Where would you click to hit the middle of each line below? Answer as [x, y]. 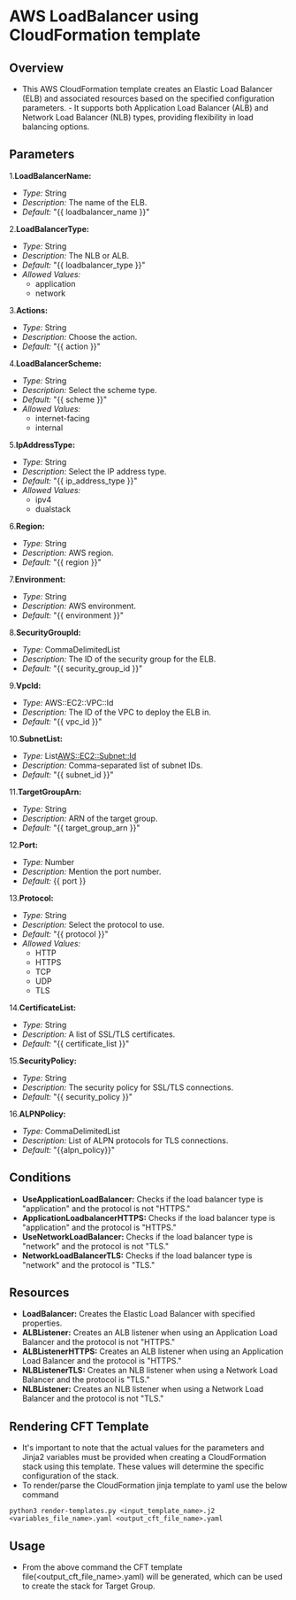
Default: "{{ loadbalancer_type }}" [83, 265]
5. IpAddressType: [42, 444]
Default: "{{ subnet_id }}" [68, 774]
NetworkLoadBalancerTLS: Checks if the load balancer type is [137, 1256]
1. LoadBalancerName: [50, 175]
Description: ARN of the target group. [90, 818]
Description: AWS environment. [79, 606]
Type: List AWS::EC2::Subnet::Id [79, 755]
